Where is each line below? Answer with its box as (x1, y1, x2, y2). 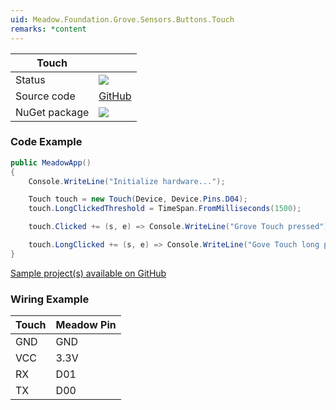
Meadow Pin (55, 318, 117, 332)
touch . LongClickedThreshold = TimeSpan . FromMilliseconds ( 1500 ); (28, 204, 302, 214)
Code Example (10, 135, 83, 149)
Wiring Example (10, 292, 90, 306)
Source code (15, 89, 76, 103)
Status (15, 72, 46, 86)
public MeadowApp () (10, 157, 92, 168)
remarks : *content (10, 24, 87, 34)
